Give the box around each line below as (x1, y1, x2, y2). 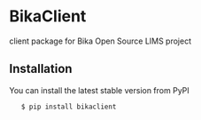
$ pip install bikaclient (20, 102, 117, 111)
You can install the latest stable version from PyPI (9, 84, 190, 95)
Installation (9, 61, 73, 76)
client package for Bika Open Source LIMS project (9, 36, 192, 46)
